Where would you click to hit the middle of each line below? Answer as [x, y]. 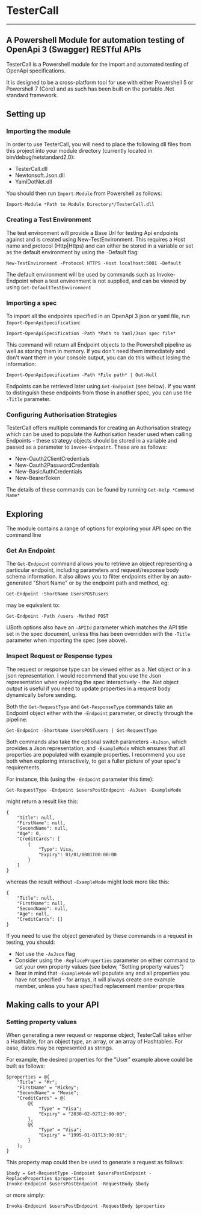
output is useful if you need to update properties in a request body [89, 688]
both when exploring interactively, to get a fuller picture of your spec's [93, 761]
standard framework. [32, 95]
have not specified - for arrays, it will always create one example [95, 979]
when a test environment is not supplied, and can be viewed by [108, 281]
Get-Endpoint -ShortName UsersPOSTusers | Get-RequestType [82, 730]
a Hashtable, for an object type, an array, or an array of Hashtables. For [95, 1042]
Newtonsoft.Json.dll [40, 175]
